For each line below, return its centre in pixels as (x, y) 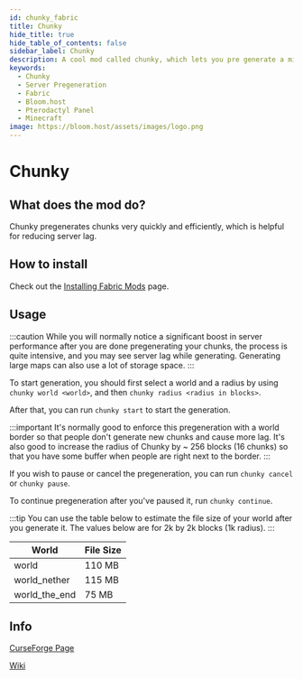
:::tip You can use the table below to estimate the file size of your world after (151, 518)
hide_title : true (42, 34)
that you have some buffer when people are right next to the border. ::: (140, 456)
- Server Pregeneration (62, 85)
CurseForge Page (42, 648)
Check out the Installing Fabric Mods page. (89, 286)
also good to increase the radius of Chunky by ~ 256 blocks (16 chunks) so (149, 446)
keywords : (28, 69)
